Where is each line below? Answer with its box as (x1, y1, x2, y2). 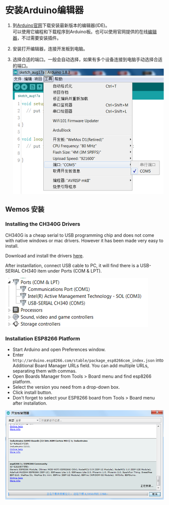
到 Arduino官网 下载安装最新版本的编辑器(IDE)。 (12, 22, 110, 28)
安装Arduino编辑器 (5, 5, 84, 16)
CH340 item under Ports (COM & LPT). (21, 268, 102, 274)
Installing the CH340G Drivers (5, 221, 80, 228)
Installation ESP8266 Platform (5, 335, 80, 342)
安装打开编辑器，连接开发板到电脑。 (12, 45, 88, 52)
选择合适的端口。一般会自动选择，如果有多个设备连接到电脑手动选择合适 (12, 56, 162, 62)
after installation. (12, 400, 48, 407)
